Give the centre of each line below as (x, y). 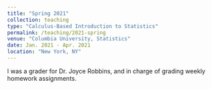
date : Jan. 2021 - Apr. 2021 (49, 45)
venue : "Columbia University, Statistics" (69, 39)
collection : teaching (38, 20)
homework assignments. (42, 78)
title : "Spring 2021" (38, 13)
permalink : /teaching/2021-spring (57, 33)
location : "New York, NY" (44, 52)
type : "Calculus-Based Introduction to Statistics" (83, 26)
